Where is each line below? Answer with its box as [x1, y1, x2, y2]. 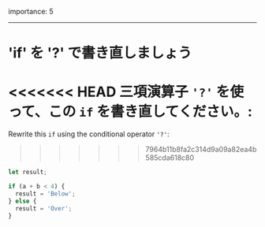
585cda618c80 [145, 153, 195, 162]
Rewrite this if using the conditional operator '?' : [8, 129, 170, 139]
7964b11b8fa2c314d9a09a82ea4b [145, 145, 257, 154]
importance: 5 [8, 7, 54, 16]
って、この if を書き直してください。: [8, 102, 252, 121]
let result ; [8, 169, 47, 177]
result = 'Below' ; [15, 189, 77, 198]
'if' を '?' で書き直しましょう [8, 44, 192, 62]
